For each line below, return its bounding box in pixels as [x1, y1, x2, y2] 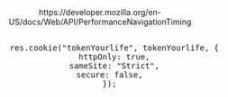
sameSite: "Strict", [68, 61, 160, 71]
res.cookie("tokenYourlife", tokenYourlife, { [9, 43, 219, 53]
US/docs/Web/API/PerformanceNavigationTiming [8, 16, 192, 27]
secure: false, [76, 70, 143, 80]
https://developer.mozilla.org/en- [38, 7, 162, 17]
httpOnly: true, [78, 52, 150, 62]
